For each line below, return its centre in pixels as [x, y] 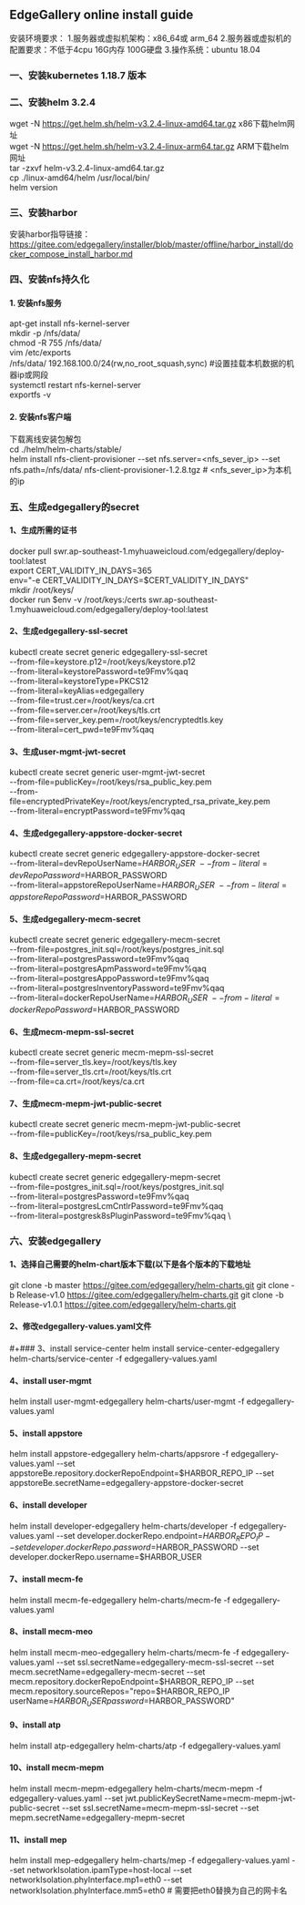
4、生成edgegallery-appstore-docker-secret [96, 833]
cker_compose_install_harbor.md [71, 254]
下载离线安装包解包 [46, 439]
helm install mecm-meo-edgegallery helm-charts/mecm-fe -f [124, 1652]
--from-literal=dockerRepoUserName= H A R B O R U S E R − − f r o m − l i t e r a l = [145, 999]
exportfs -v [30, 394]
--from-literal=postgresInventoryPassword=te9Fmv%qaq [117, 988]
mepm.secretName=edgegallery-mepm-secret [97, 1818]
